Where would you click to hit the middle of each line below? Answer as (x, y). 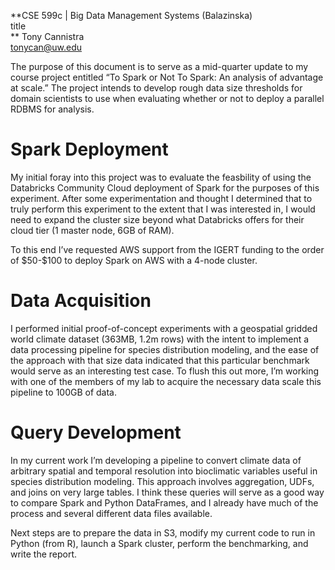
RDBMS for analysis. (52, 109)
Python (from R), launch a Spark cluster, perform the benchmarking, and (159, 543)
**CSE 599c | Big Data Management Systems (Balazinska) (131, 15)
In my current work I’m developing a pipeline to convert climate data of (156, 460)
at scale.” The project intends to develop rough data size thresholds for (156, 88)
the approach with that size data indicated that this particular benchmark (160, 360)
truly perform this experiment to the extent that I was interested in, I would (163, 209)
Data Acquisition (81, 301)
